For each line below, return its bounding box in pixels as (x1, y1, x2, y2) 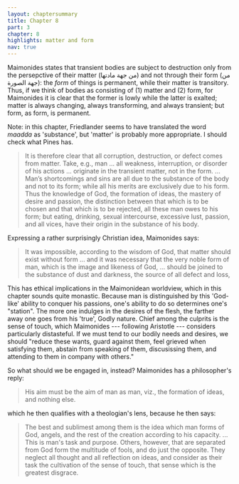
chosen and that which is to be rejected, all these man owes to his (24, 205, 218, 213)
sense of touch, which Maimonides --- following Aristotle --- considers (7, 322, 216, 331)
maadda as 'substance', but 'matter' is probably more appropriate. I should (7, 130, 228, 138)
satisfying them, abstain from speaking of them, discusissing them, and (7, 345, 217, 353)
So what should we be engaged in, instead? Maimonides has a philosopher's (7, 366, 232, 375)
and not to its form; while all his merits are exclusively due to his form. (24, 182, 230, 190)
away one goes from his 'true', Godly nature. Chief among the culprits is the (7, 315, 229, 323)
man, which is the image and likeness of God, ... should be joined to (24, 263, 223, 271)
